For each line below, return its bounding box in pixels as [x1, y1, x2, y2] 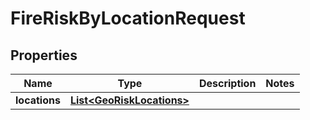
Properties [10, 47, 78, 64]
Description [198, 77, 257, 90]
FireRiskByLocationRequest [10, 7, 246, 30]
